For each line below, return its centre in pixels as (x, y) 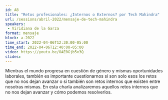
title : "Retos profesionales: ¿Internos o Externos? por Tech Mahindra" (82, 15)
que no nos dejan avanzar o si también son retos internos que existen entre (83, 81)
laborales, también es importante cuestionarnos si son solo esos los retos (81, 76)
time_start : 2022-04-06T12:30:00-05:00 (47, 43)
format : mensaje (22, 33)
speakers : (15, 24)
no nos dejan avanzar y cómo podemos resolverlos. (58, 92)
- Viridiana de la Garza (33, 29)
